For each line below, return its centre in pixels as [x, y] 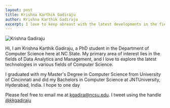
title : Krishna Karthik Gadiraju [40, 15]
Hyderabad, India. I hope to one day [42, 85]
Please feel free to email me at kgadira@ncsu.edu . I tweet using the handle [83, 95]
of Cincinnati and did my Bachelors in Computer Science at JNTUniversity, [83, 80]
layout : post [19, 10]
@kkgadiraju [18, 100]
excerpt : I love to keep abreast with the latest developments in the [81, 24]
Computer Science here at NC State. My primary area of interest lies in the [83, 54]
